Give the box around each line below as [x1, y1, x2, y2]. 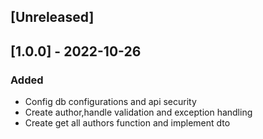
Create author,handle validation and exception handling [24, 106, 253, 119]
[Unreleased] [10, 9, 95, 26]
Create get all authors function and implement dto [24, 117, 231, 129]
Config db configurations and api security [24, 96, 197, 108]
